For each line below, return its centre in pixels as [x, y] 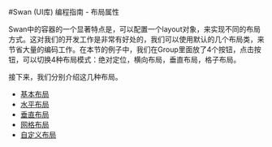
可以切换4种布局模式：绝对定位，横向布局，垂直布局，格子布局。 [132, 60]
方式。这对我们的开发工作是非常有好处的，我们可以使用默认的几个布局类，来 [136, 39]
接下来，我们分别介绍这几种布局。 [65, 77]
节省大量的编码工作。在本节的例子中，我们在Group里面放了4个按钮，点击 [131, 50]
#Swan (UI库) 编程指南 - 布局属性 [64, 12]
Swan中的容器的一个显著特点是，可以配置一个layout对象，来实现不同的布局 [135, 29]
